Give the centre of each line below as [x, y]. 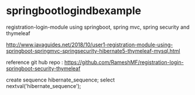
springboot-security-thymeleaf [43, 68]
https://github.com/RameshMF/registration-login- [124, 62]
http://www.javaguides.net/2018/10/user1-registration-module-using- [90, 45]
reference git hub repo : [35, 62]
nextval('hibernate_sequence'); [44, 86]
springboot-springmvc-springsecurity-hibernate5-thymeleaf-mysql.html [93, 50]
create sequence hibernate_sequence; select [61, 80]
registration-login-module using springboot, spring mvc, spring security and [98, 27]
